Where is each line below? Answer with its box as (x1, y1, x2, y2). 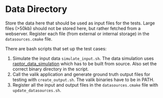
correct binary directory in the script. (12, 66, 89, 72)
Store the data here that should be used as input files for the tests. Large (5, 20, 155, 26)
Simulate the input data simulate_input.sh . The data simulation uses (12, 55, 154, 61)
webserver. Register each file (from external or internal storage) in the (5, 30, 149, 36)
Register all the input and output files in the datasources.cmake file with (12, 81, 158, 88)
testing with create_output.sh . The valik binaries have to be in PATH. (12, 76, 154, 82)
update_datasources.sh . (12, 87, 62, 93)
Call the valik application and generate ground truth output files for (12, 71, 150, 77)
